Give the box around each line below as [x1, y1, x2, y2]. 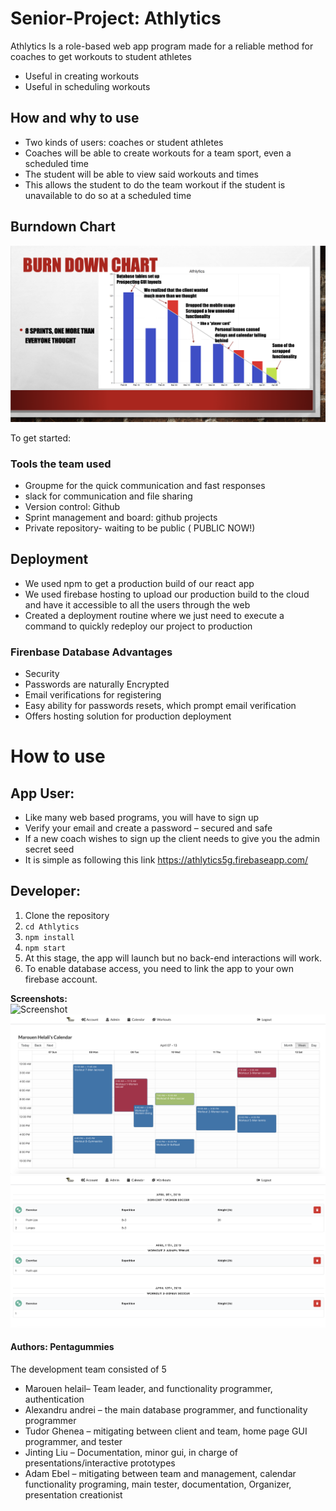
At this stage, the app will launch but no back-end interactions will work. [24, 952, 323, 964]
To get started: [10, 432, 72, 444]
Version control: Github [24, 500, 121, 512]
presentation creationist [24, 1488, 123, 1501]
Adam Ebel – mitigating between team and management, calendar [24, 1467, 297, 1479]
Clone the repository [24, 909, 110, 921]
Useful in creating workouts [24, 70, 140, 82]
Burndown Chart [10, 218, 116, 236]
